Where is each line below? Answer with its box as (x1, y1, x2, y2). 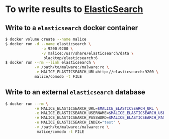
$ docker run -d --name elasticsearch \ (5, 41, 92, 46)
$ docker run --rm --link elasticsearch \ (5, 60, 96, 65)
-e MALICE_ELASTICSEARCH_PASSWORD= (34, 115, 109, 120)
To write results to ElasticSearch (5, 4, 143, 15)
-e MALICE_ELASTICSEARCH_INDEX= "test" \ (34, 120, 121, 125)
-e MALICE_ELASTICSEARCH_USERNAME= (34, 110, 109, 116)
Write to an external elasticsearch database (5, 88, 146, 96)
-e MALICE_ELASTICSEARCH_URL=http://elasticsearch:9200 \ (34, 69, 158, 75)
